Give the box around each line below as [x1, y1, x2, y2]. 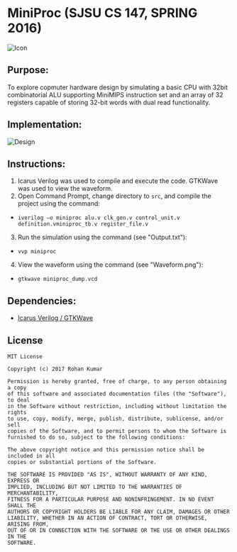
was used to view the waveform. [17, 184, 113, 193]
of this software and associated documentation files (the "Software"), [7, 390, 227, 397]
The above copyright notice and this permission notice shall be [7, 446, 204, 453]
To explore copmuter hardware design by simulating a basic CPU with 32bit [7, 83, 228, 92]
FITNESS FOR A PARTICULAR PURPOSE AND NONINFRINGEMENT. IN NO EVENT [7, 496, 214, 503]
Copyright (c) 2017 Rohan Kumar [7, 365, 103, 372]
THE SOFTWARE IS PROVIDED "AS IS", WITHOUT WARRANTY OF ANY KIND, [7, 471, 208, 478]
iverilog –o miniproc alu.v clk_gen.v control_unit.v [17, 214, 180, 221]
